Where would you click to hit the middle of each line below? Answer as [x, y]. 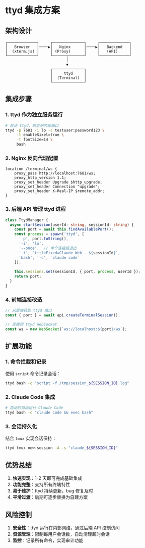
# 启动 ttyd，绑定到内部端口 [32, 125]
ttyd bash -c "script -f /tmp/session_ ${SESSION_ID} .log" [67, 383]
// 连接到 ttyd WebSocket [31, 324]
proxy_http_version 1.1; [40, 178]
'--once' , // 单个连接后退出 [48, 248]
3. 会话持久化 [21, 427]
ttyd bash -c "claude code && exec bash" [49, 413]
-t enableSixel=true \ [40, 135]
